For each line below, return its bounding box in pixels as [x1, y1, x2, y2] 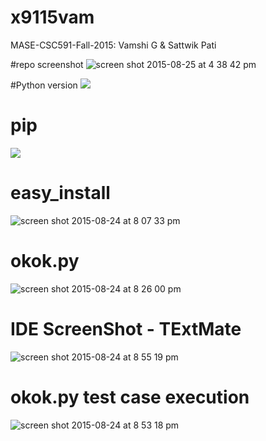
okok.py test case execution [10, 386, 250, 408]
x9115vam [10, 6, 95, 29]
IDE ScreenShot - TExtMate [10, 317, 242, 340]
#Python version [10, 79, 78, 91]
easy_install [10, 182, 111, 205]
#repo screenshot [10, 58, 84, 70]
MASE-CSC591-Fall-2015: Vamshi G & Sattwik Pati [10, 39, 217, 51]
